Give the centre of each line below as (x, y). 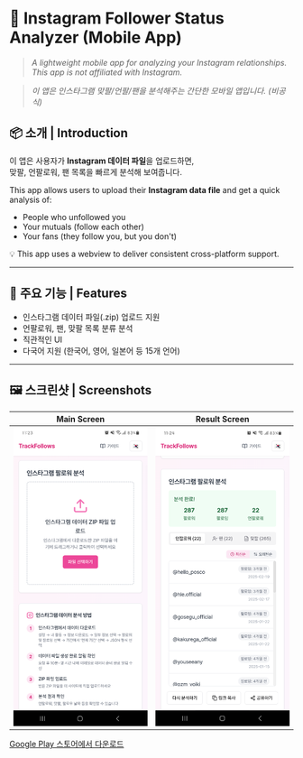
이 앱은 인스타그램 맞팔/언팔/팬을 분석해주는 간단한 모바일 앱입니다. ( (151, 90)
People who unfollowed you (74, 217)
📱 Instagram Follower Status (117, 18)
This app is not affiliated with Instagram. (107, 72)
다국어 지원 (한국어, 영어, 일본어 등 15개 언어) (101, 350)
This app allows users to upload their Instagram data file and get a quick (145, 189)
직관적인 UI (42, 339)
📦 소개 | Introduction (69, 133)
